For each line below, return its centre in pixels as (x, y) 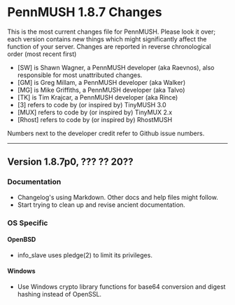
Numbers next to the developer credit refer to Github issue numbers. (106, 133)
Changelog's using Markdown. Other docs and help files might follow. (117, 197)
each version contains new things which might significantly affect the (107, 39)
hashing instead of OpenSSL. (59, 294)
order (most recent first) (42, 54)
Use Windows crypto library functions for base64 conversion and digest (121, 286)
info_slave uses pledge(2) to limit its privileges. (85, 255)
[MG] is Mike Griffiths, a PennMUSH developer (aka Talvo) (101, 90)
